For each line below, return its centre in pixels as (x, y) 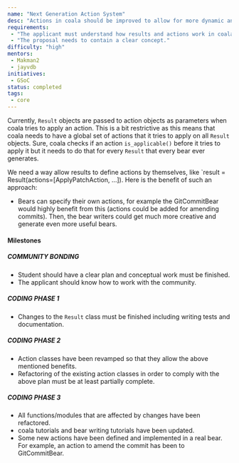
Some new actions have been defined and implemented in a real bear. (120, 438)
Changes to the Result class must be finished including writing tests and (124, 316)
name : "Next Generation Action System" (67, 14)
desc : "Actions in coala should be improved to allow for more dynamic (116, 21)
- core (20, 101)
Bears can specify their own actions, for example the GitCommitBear (118, 201)
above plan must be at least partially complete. (86, 381)
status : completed (34, 87)
